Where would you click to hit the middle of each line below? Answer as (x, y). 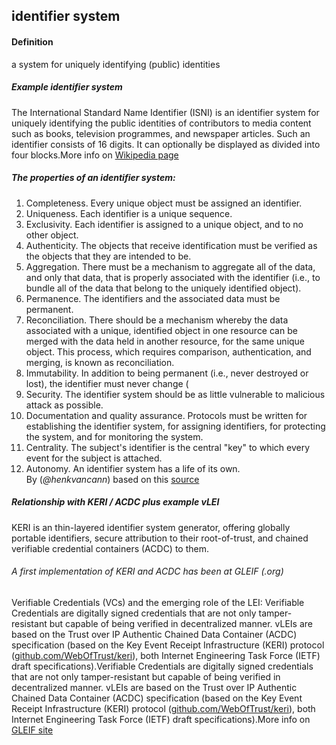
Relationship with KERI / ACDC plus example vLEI (115, 502)
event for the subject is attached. (94, 458)
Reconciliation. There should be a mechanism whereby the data (157, 320)
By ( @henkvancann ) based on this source (112, 479)
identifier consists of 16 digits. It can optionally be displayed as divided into (166, 144)
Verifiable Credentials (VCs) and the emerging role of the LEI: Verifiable (158, 602)
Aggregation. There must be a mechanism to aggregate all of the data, (170, 266)
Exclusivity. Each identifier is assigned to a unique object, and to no (164, 224)
